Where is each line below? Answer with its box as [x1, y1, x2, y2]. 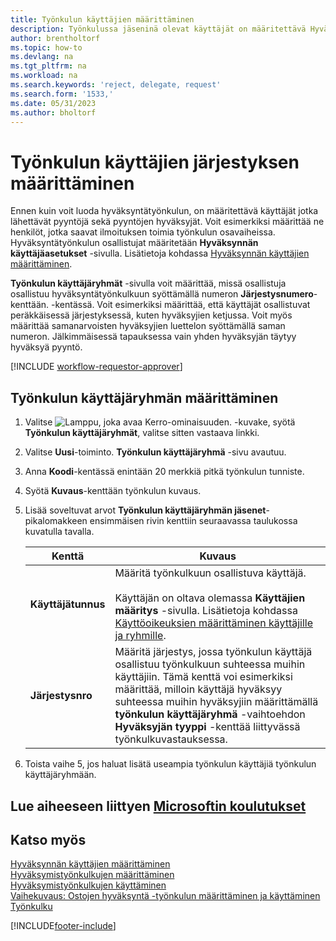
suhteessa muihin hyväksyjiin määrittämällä [114, 695, 319, 709]
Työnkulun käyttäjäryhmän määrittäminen [10, 389, 279, 406]
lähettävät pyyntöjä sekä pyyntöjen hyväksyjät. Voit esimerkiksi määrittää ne [10, 216, 325, 228]
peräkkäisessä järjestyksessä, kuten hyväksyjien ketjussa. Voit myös [10, 309, 293, 321]
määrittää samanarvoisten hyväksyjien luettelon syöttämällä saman [10, 320, 286, 332]
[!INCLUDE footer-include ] [10, 920, 117, 932]
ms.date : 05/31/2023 [10, 98, 97, 108]
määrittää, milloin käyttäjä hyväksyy [114, 682, 283, 696]
